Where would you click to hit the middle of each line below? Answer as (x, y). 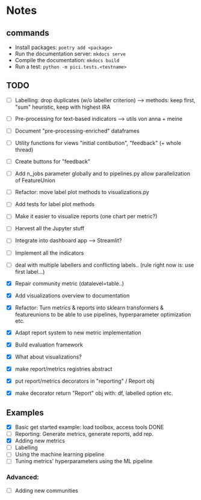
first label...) (30, 271)
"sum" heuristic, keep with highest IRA (63, 107)
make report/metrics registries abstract (63, 369)
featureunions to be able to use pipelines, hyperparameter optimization (103, 314)
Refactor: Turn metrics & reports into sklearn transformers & (89, 307)
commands (28, 33)
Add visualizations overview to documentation (72, 295)
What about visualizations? (48, 357)
